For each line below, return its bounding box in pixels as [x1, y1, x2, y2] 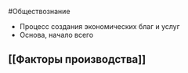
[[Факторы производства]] [8, 53, 146, 66]
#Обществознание [8, 7, 70, 16]
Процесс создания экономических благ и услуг [19, 22, 180, 31]
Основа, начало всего [19, 31, 94, 39]
